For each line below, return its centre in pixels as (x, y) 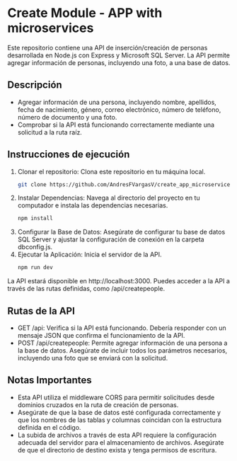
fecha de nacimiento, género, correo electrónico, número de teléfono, (119, 109)
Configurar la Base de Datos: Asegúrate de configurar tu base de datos (121, 232)
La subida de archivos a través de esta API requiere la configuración (117, 435)
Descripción (35, 85)
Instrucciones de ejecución (69, 155)
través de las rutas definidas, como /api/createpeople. (86, 289)
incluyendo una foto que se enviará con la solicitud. (93, 358)
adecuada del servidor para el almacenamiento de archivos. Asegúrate (121, 442)
